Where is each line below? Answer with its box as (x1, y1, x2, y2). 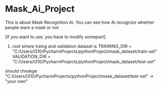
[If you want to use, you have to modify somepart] (5, 34, 106, 40)
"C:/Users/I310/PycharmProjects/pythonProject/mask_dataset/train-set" (12, 48, 158, 54)
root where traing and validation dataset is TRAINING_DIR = (12, 43, 132, 49)
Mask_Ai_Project (5, 3, 75, 15)
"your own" (5, 78, 28, 84)
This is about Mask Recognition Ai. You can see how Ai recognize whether (5, 19, 155, 25)
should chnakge (5, 68, 38, 74)
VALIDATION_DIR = (12, 53, 51, 59)
